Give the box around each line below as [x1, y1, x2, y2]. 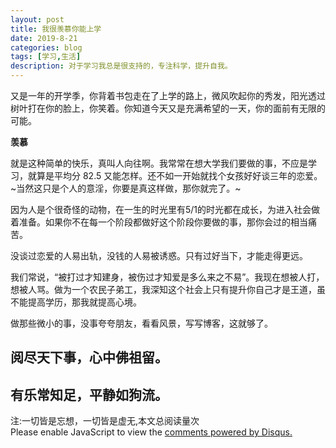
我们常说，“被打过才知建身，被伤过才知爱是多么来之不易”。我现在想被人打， [10, 271, 325, 283]
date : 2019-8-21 [10, 33, 78, 43]
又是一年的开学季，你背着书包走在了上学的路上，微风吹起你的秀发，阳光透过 [10, 90, 326, 101]
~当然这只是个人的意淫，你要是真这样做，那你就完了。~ [10, 182, 242, 194]
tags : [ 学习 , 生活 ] [10, 52, 82, 62]
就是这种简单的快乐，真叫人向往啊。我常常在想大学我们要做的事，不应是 [10, 157, 308, 169]
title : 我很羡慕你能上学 [10, 24, 102, 34]
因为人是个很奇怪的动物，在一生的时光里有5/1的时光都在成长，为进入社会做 [10, 204, 321, 215]
